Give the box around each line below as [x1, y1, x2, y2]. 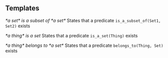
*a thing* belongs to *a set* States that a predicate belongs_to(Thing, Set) [5, 42, 163, 48]
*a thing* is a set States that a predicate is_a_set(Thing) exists [5, 32, 138, 38]
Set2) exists [5, 23, 30, 29]
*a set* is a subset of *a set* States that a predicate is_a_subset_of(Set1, [5, 17, 161, 23]
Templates [5, 4, 40, 13]
